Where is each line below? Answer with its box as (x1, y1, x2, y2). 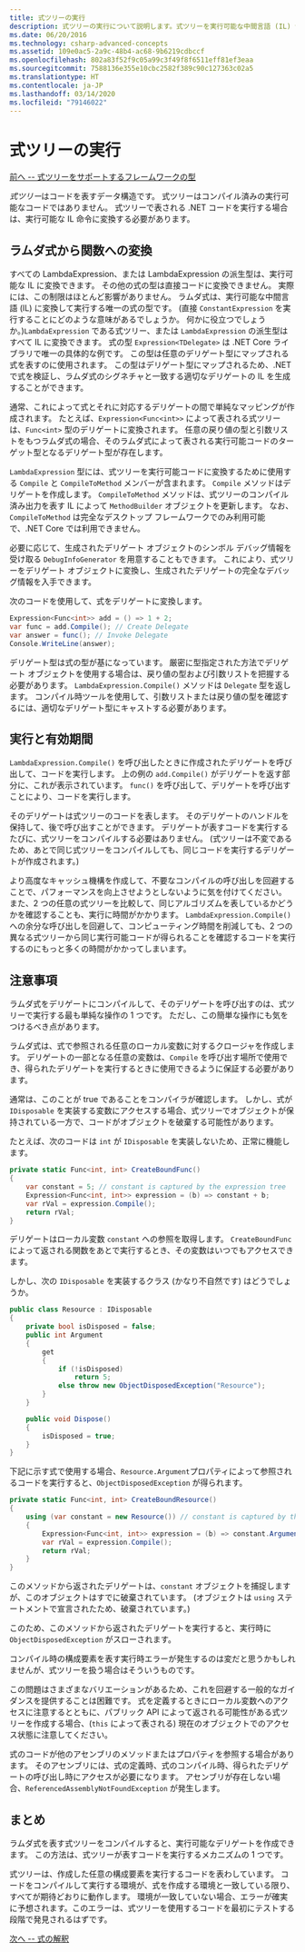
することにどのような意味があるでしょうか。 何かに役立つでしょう (16, 314, 266, 325)
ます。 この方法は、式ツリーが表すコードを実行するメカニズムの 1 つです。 (9, 1848, 289, 1859)
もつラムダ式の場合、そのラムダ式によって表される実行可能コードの (25, 435, 279, 446)
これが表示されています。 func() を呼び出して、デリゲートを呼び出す (33, 780, 291, 791)
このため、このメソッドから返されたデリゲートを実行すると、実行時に (9, 1623, 272, 1634)
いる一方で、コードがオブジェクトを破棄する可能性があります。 (40, 1117, 279, 1128)
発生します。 (177, 1783, 225, 1794)
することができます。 (9, 383, 89, 393)
